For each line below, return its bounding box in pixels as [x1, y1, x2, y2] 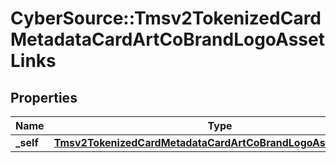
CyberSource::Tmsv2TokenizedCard [10, 7, 322, 30]
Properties [10, 89, 78, 106]
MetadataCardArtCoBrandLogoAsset [10, 28, 325, 51]
